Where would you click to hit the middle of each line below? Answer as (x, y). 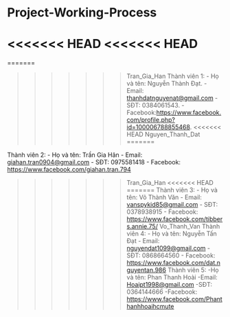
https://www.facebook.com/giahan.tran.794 (69, 170)
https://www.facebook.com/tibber (175, 219)
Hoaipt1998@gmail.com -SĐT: (170, 285)
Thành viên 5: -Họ (193, 270)
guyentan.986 (147, 270)
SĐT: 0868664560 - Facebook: (171, 255)
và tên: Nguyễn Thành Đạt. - (167, 84)
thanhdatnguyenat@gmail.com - (172, 98)
